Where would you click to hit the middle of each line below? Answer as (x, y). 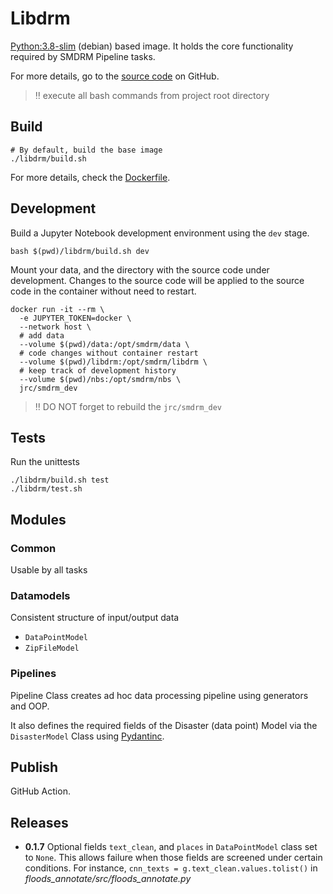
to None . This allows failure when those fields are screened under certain (173, 858)
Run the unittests (45, 462)
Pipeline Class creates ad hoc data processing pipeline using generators (159, 695)
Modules (38, 519)
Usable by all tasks (49, 570)
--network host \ (55, 327)
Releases (39, 822)
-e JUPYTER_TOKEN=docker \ (75, 318)
